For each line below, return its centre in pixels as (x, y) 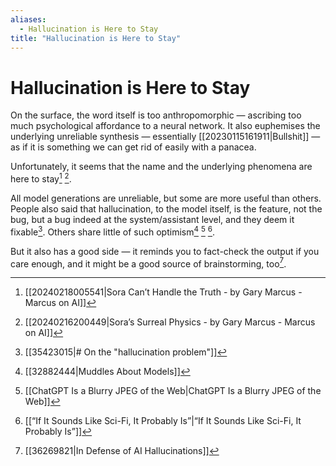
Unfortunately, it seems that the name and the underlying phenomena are (161, 167)
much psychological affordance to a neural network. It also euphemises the (165, 126)
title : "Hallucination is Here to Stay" (96, 38)
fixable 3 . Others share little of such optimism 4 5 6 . (113, 231)
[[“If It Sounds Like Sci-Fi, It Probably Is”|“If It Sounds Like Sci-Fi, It (163, 421)
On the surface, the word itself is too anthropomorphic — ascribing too (156, 115)
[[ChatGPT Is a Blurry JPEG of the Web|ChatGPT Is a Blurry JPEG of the (173, 391)
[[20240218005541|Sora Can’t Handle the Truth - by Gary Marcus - (163, 292)
